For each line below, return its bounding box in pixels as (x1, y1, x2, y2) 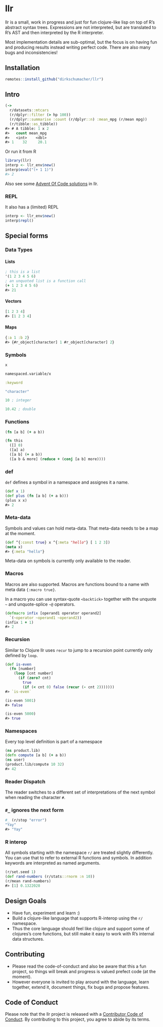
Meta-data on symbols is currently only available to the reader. (5, 558, 131, 564)
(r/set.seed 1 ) (5, 870, 36, 874)
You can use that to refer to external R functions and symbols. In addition (5, 855, 152, 861)
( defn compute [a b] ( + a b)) (5, 753, 67, 758)
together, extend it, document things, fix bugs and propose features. (12, 984, 150, 990)
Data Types (5, 246, 33, 253)
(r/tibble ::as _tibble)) (9, 121, 58, 127)
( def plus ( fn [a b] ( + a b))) (5, 493, 69, 498)
